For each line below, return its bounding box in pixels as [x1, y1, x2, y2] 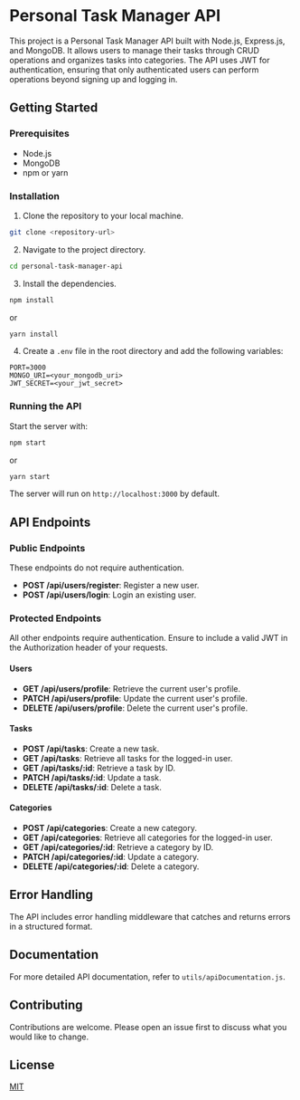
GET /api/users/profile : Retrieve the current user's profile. [22, 683, 241, 693]
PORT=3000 [9, 363, 47, 372]
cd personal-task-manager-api [9, 262, 124, 271]
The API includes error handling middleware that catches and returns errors [9, 911, 291, 922]
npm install [9, 295, 54, 304]
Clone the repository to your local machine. [22, 210, 183, 221]
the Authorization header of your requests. [9, 642, 168, 653]
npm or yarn [22, 167, 69, 177]
